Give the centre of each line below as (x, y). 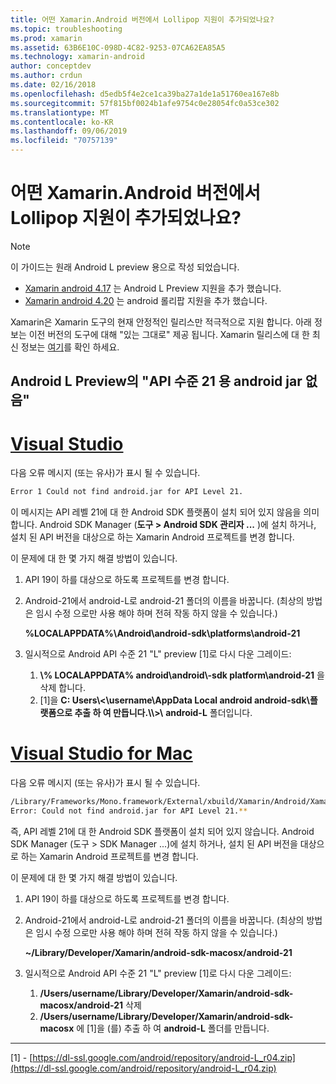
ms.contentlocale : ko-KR (62, 122)
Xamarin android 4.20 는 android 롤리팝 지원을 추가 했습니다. (146, 300)
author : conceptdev (51, 66)
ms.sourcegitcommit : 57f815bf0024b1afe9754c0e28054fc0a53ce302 (145, 103)
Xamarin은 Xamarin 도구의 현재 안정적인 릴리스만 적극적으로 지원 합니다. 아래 (161, 322)
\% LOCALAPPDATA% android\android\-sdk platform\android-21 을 (182, 675)
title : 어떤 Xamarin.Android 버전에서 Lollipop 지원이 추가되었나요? (142, 19)
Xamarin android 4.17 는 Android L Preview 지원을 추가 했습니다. (153, 288)
